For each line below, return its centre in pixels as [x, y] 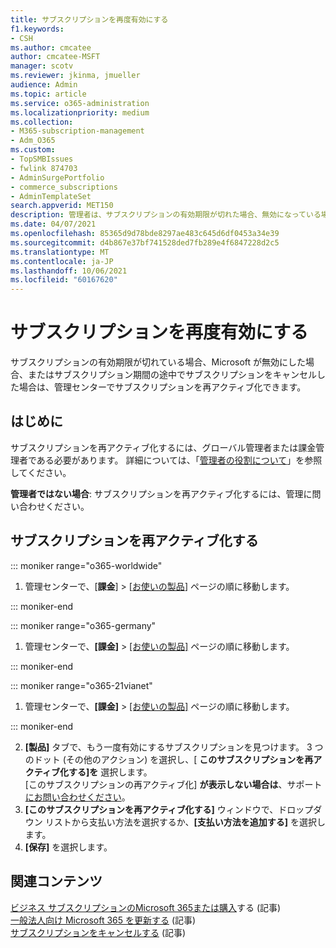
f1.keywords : [37, 29]
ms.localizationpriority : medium [80, 112]
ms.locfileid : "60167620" [64, 280]
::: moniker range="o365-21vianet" [81, 685]
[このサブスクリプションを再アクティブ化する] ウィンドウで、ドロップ [169, 809]
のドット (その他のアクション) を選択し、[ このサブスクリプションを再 [169, 759]
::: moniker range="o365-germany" [83, 625]
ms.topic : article [48, 94]
